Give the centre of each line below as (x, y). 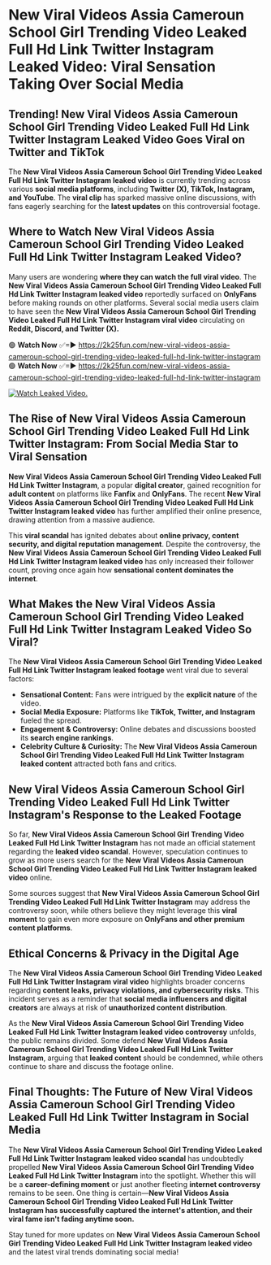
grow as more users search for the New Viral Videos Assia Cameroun (126, 860)
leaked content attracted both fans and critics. (98, 764)
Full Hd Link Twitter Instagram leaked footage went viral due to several (129, 670)
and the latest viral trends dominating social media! (94, 1252)
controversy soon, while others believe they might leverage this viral (123, 911)
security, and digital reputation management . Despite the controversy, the (135, 544)
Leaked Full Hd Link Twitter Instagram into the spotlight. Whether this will (132, 1176)
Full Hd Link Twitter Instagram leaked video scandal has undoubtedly (126, 1158)
